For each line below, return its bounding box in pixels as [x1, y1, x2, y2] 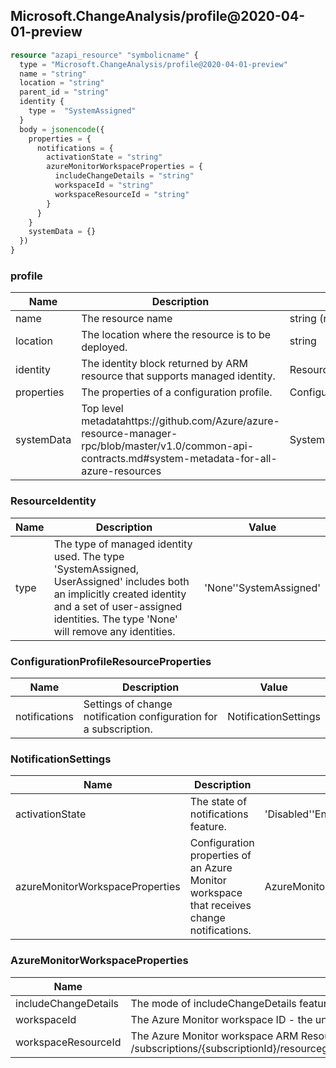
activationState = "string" [46, 152, 163, 163]
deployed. [81, 340, 128, 354]
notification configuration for [83, 709, 218, 723]
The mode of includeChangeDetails [130, 996, 297, 1010]
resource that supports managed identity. [81, 369, 276, 383]
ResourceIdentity [10, 494, 97, 508]
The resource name [81, 312, 173, 326]
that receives [189, 899, 252, 913]
